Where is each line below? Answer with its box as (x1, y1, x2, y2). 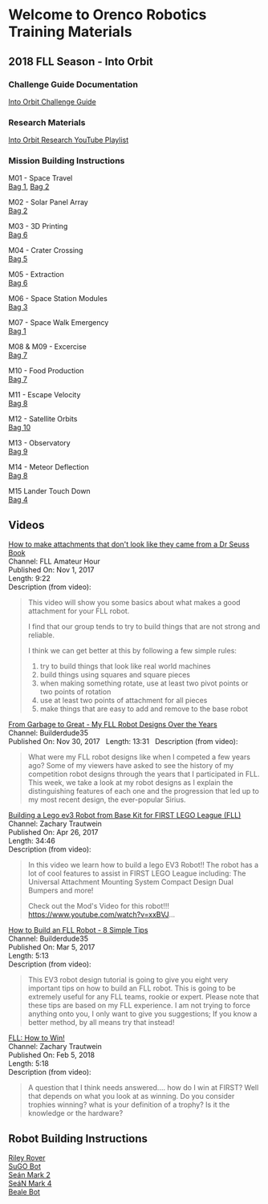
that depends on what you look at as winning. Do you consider (27, 1092, 235, 1101)
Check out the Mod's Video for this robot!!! (27, 901, 170, 911)
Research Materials (8, 116, 86, 128)
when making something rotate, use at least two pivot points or (39, 678, 249, 688)
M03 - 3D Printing (8, 222, 68, 231)
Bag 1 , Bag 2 (8, 182, 50, 192)
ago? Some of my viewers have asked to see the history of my (27, 761, 234, 771)
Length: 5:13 (8, 951, 50, 961)
